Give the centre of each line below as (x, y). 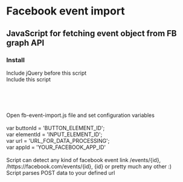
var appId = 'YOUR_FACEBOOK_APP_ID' (56, 147)
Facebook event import (66, 11)
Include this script (29, 79)
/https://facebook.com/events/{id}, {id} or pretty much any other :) (89, 166)
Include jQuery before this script (47, 73)
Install (16, 60)
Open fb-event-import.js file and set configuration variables (81, 115)
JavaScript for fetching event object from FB (91, 33)
